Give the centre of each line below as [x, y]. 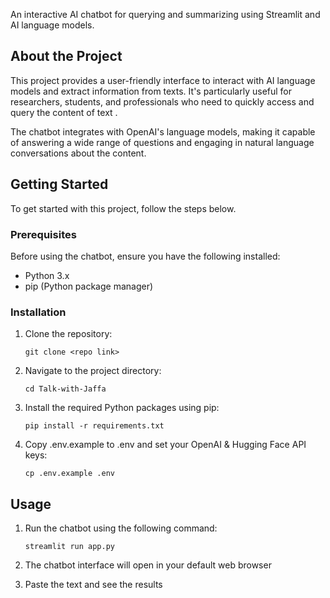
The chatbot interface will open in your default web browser [148, 565]
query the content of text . [64, 112]
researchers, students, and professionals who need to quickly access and [162, 101]
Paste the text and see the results [93, 585]
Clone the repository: [68, 334]
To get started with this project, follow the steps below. [123, 208]
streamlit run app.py [69, 547]
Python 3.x [47, 275]
